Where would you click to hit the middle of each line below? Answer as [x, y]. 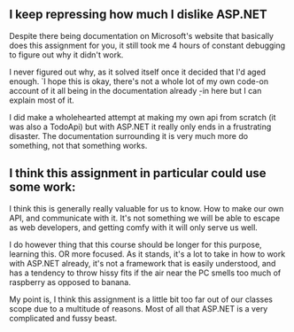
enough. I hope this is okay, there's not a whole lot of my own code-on [139, 81]
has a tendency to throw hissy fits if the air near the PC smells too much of [145, 273]
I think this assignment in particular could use [138, 173]
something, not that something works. [78, 145]
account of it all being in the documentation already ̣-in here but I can [135, 90]
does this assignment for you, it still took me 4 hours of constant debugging [147, 45]
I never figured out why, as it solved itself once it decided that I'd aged [138, 72]
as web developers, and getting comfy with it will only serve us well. [134, 227]
